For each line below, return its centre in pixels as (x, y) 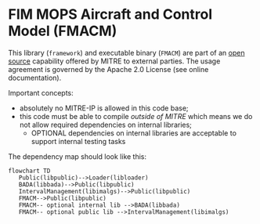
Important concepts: (41, 92)
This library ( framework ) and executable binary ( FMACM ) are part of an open (126, 52)
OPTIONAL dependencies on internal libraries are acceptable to (134, 133)
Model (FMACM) (63, 31)
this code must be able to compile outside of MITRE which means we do (136, 116)
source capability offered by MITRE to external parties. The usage (114, 61)
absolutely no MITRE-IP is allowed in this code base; (104, 108)
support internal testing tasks (78, 141)
